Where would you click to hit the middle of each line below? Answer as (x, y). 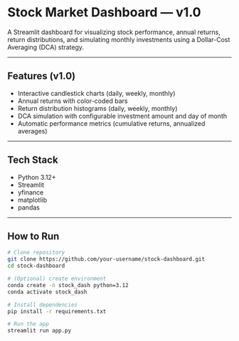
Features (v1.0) (42, 76)
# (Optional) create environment (57, 278)
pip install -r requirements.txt (57, 311)
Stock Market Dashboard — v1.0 (104, 12)
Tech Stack (33, 160)
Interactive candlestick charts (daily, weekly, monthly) (96, 93)
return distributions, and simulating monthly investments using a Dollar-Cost (119, 39)
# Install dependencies (43, 305)
